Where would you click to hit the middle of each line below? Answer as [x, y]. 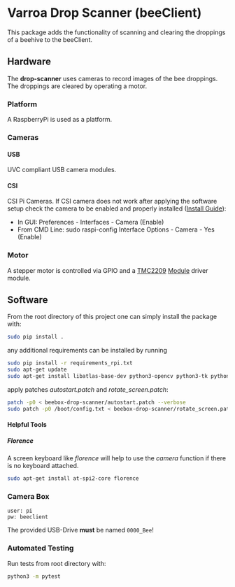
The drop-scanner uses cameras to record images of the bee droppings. [113, 78]
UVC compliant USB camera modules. [62, 170]
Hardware [29, 62]
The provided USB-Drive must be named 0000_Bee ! [80, 530]
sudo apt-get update [37, 370]
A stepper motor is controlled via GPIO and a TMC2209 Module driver [108, 270]
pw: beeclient [28, 517]
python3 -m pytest [34, 576]
